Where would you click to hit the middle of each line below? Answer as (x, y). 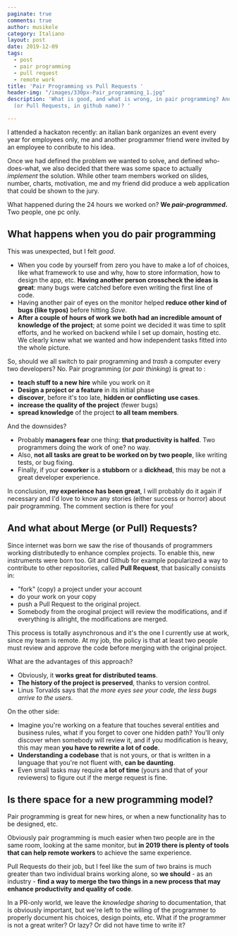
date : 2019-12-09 (33, 47)
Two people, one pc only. (44, 212)
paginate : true (30, 14)
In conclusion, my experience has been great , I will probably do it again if (115, 491)
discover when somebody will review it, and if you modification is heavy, (123, 740)
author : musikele (33, 27)
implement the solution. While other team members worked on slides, (108, 176)
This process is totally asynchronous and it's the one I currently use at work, (118, 632)
